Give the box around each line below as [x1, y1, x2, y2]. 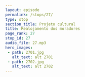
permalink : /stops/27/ [5, 12, 53, 17]
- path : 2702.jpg [7, 59, 44, 64]
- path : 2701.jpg [7, 50, 44, 55]
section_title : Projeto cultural [5, 21, 76, 27]
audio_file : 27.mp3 [5, 41, 47, 46]
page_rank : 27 [5, 31, 35, 36]
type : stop [5, 17, 28, 22]
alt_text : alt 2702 [12, 64, 53, 69]
